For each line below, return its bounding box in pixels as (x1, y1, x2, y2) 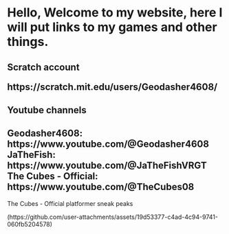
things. (7, 34, 49, 49)
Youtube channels (7, 104, 87, 116)
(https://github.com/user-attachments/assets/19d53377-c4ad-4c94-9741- (7, 213, 219, 221)
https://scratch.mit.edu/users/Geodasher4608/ (7, 81, 218, 93)
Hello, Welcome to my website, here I (7, 5, 223, 21)
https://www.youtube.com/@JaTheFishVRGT (7, 160, 208, 172)
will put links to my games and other (7, 19, 218, 35)
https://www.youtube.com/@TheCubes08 (7, 181, 195, 193)
